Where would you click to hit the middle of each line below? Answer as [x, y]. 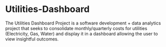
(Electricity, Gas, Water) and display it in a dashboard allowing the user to [82, 33]
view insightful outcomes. [32, 39]
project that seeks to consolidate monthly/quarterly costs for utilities [76, 28]
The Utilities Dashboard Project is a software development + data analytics [83, 23]
